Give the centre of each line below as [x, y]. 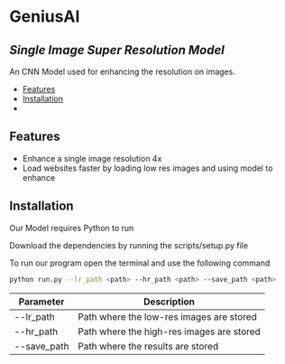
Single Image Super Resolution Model [117, 50]
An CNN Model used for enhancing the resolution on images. [123, 71]
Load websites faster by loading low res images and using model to [147, 168]
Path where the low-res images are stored [167, 316]
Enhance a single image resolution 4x [92, 158]
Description [170, 302]
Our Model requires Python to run [72, 228]
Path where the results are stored [148, 346]
